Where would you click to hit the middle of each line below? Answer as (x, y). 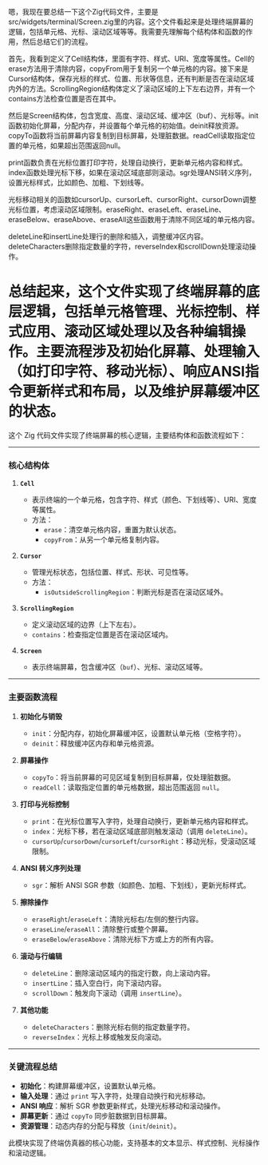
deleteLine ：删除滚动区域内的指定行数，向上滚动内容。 (123, 972)
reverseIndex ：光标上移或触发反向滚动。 (99, 1036)
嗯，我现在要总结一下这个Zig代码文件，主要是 (83, 12)
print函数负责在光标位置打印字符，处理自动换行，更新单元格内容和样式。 (128, 163)
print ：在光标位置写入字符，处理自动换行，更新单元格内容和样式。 (142, 821)
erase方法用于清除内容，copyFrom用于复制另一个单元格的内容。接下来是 (128, 69)
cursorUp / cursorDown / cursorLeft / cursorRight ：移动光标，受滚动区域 (144, 841)
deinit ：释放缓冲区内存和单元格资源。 (95, 743)
